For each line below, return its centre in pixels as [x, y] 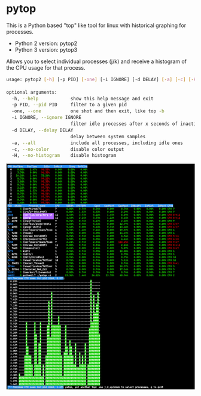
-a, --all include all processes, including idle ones [98, 143]
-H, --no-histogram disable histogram [64, 156]
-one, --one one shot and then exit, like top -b [88, 111]
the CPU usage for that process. [46, 67]
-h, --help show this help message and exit [83, 99]
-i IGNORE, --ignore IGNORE [47, 118]
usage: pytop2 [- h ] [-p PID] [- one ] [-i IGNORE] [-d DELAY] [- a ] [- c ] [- [100, 79]
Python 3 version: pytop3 [46, 49]
